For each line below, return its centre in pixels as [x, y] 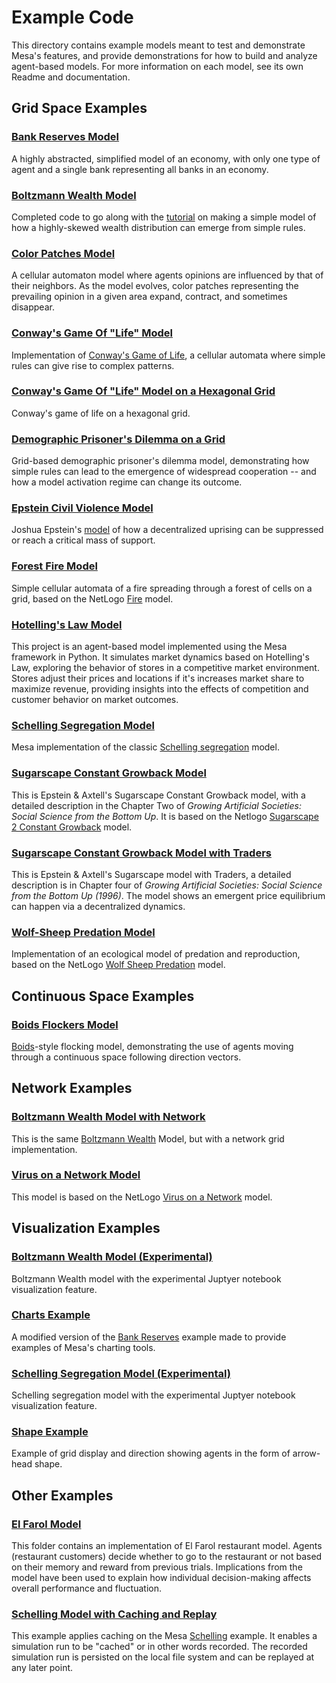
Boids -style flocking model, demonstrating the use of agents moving [152, 1046]
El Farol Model [46, 1524]
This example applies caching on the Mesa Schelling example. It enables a [164, 1636]
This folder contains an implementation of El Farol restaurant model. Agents [167, 1546]
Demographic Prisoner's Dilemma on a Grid [118, 439]
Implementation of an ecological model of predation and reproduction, [156, 954]
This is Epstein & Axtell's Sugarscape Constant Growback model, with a [158, 795]
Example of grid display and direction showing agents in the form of [151, 1453]
